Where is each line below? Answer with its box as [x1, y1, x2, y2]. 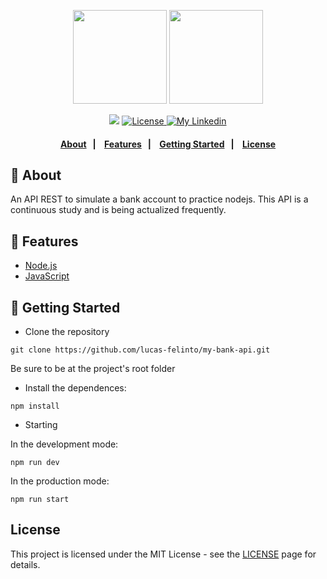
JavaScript [24, 270, 70, 282]
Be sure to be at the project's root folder [10, 363, 176, 375]
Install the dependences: [24, 382, 127, 394]
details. [10, 558, 41, 570]
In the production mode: [10, 475, 110, 487]
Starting [24, 419, 58, 431]
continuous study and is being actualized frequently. [10, 204, 227, 216]
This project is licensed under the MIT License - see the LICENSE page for [10, 548, 317, 560]
